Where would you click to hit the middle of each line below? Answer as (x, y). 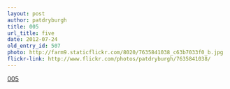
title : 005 (23, 26)
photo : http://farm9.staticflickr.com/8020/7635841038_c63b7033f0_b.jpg (115, 53)
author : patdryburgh (37, 20)
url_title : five (31, 33)
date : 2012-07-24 (33, 40)
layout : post (26, 14)
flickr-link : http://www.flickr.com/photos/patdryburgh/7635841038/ (109, 59)
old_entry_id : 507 (34, 46)
